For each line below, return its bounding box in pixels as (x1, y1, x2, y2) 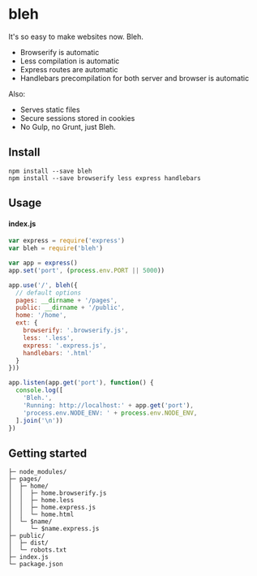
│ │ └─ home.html (8, 510, 75, 519)
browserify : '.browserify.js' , (23, 326, 129, 335)
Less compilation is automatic (19, 56, 120, 66)
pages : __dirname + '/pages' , (15, 296, 118, 304)
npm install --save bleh (8, 167, 92, 175)
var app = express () (8, 259, 79, 268)
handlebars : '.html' (23, 349, 92, 357)
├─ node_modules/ (8, 468, 67, 476)
